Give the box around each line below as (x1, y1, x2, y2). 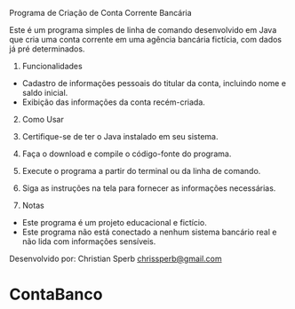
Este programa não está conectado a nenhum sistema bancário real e (21, 226, 277, 237)
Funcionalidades (21, 61, 83, 71)
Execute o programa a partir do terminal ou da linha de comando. (21, 166, 261, 176)
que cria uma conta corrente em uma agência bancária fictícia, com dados (9, 35, 283, 44)
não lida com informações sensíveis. (21, 236, 156, 247)
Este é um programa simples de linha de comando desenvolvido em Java (9, 25, 277, 35)
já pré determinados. (9, 44, 85, 54)
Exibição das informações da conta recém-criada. (21, 97, 206, 107)
